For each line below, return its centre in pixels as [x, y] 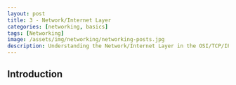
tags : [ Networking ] [36, 33]
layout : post [26, 14]
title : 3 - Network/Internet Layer [59, 20]
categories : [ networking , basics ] [58, 26]
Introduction [35, 74]
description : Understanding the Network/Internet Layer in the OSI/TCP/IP [119, 46]
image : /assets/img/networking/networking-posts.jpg [86, 40]
